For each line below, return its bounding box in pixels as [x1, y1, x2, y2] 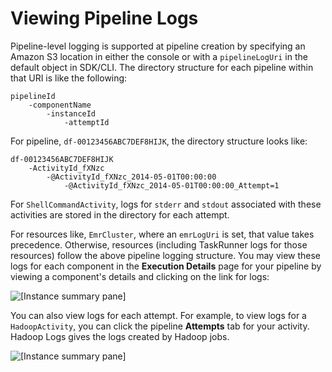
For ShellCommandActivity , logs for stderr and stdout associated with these [10, 198, 322, 210]
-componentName [28, 100, 92, 110]
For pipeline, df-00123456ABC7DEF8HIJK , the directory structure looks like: [10, 135, 308, 147]
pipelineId [10, 91, 56, 101]
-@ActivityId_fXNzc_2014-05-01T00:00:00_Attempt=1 [63, 180, 280, 191]
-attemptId [63, 117, 110, 127]
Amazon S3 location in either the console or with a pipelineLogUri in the [10, 50, 308, 62]
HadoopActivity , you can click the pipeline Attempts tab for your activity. [10, 320, 310, 332]
